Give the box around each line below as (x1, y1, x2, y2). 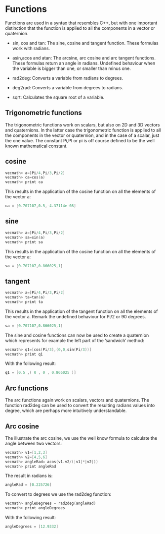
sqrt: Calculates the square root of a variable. (12, 94, 105, 100)
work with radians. (12, 45, 50, 51)
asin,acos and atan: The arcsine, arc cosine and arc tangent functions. (12, 55, 156, 60)
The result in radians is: (5, 473, 53, 479)
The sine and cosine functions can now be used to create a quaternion (5, 332, 149, 338)
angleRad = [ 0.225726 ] (5, 482, 52, 487)
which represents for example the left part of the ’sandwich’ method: (5, 337, 145, 343)
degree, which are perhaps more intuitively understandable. (5, 408, 127, 414)
